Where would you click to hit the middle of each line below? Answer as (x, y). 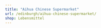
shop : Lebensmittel (25, 18)
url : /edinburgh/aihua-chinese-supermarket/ (51, 14)
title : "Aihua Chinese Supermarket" (42, 9)
